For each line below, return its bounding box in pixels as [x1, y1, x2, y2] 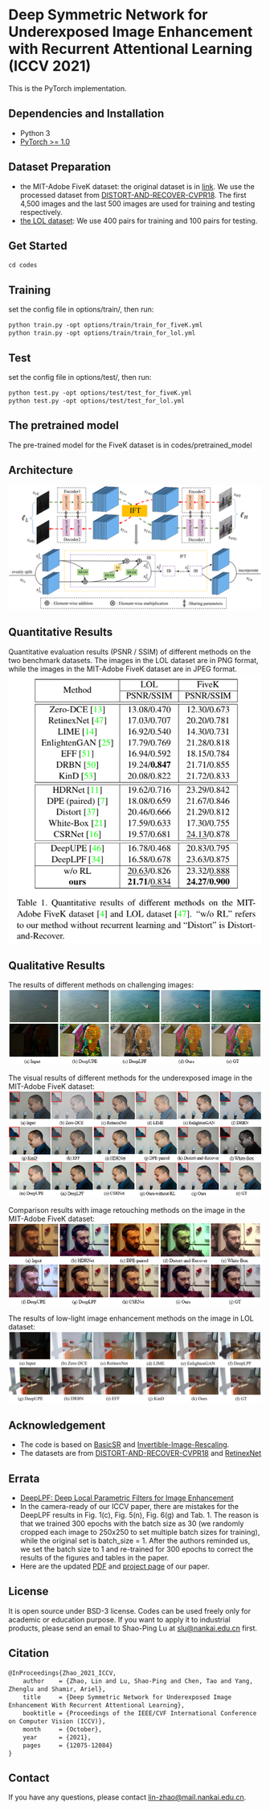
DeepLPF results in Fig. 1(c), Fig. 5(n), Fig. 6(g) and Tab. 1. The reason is [19, 1510, 260, 1519]
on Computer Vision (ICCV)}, [8, 1717, 106, 1725]
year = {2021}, [22, 1733, 92, 1742]
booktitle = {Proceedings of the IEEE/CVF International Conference [22, 1709, 257, 1717]
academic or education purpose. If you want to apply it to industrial [8, 1614, 231, 1624]
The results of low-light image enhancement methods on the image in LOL [8, 1313, 255, 1323]
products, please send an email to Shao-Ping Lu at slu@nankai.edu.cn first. [8, 1623, 258, 1633]
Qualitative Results [8, 959, 106, 972]
